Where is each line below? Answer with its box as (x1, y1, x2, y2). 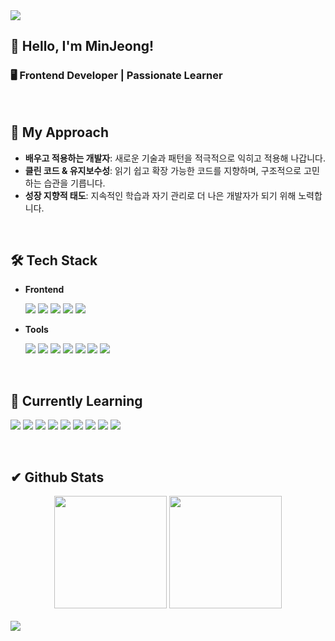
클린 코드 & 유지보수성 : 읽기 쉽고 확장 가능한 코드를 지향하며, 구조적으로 (24, 164, 302, 176)
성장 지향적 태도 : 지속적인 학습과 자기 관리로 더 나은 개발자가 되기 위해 (24, 189, 297, 201)
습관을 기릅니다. (43, 177, 106, 189)
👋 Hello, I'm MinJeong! (10, 38, 155, 55)
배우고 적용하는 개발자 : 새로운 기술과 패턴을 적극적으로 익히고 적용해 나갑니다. (24, 152, 326, 164)
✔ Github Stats (10, 469, 105, 486)
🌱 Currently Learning (10, 392, 143, 409)
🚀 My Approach (10, 124, 110, 141)
